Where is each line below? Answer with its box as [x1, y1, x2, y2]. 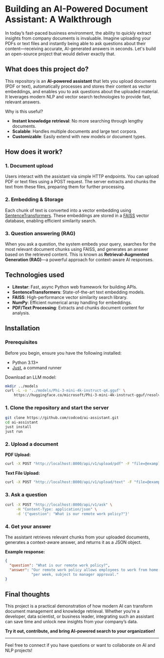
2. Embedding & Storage [5, 196, 63, 203]
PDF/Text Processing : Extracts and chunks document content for [12, 305, 144, 311]
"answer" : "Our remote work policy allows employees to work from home [9, 567, 159, 572]
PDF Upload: [5, 452, 31, 458]
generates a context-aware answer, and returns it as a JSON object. [5, 539, 142, 545]
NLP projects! [5, 648, 33, 654]
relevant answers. [5, 99, 41, 105]
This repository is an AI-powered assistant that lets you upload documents [5, 78, 157, 84]
